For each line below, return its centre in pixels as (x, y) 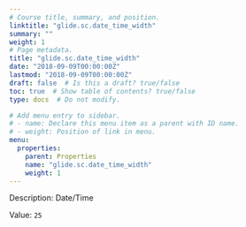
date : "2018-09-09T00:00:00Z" (65, 67)
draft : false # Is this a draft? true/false (94, 83)
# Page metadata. (41, 50)
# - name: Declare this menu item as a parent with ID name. (124, 124)
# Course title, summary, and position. (85, 17)
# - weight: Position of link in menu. (83, 132)
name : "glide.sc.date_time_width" (88, 164)
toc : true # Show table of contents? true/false (103, 91)
